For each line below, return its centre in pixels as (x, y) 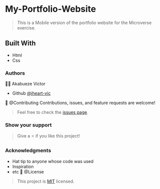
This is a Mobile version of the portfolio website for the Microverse (84, 23)
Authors (15, 73)
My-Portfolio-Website (51, 9)
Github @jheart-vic (31, 93)
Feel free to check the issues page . (53, 112)
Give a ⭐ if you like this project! (48, 136)
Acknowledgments (28, 151)
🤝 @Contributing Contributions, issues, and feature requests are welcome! (80, 103)
